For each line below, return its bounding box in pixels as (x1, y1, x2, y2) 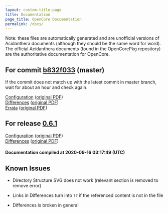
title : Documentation (5, 12, 51, 17)
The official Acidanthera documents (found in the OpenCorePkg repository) (5, 46, 161, 52)
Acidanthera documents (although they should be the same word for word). (5, 41, 161, 47)
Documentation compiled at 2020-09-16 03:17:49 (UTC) (5, 149, 125, 156)
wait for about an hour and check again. (5, 84, 88, 90)
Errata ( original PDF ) (5, 105, 48, 111)
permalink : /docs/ (5, 21, 44, 27)
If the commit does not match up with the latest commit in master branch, (5, 79, 157, 85)
